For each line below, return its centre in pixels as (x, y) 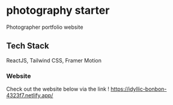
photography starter (58, 10)
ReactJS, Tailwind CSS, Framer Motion (54, 60)
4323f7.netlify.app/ (30, 95)
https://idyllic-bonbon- (139, 89)
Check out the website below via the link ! (58, 89)
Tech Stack (28, 46)
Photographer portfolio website (45, 27)
